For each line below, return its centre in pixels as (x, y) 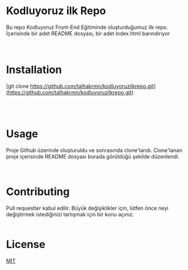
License (26, 244)
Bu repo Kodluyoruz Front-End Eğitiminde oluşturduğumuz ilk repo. (87, 27)
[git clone (18, 86)
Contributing (38, 192)
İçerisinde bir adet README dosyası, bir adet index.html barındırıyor (88, 33)
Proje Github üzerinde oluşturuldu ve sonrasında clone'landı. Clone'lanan (94, 150)
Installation (34, 70)
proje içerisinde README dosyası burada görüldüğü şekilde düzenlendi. (93, 156)
